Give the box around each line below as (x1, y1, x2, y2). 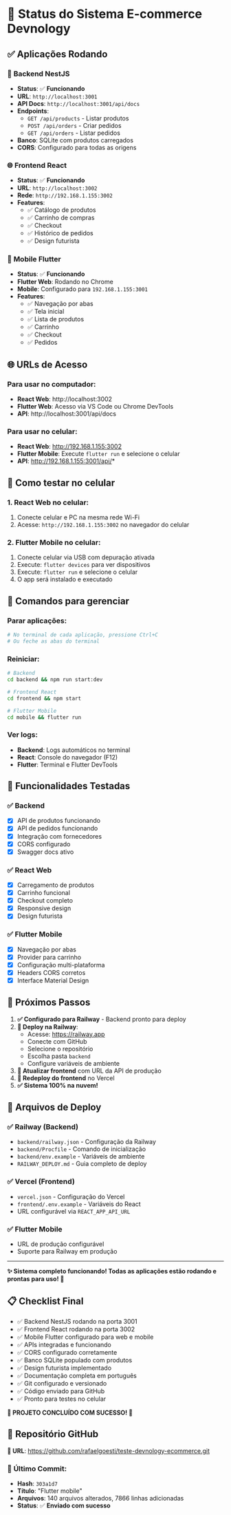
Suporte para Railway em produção (16, 1247, 118, 1256)
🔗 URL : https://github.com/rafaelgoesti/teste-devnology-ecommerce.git (7, 1446, 210, 1454)
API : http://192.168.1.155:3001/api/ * (16, 457, 115, 465)
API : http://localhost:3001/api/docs (16, 409, 117, 418)
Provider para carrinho (16, 953, 81, 961)
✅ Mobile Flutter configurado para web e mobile (16, 1333, 154, 1341)
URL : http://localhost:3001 (16, 92, 98, 100)
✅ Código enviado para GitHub (16, 1386, 105, 1395)
